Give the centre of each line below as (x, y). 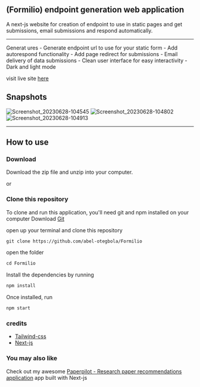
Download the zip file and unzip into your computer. (70, 172)
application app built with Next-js (47, 377)
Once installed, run (29, 297)
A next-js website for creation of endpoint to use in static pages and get (94, 24)
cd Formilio (21, 263)
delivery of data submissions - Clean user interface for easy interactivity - (97, 60)
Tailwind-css (30, 336)
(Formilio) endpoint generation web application (95, 10)
